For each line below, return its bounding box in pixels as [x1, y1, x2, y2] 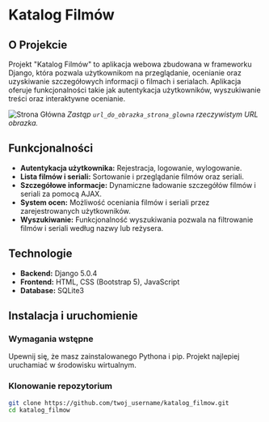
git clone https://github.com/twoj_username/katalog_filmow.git [8, 399, 229, 407]
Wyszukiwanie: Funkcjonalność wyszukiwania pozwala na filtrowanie [19, 215, 254, 224]
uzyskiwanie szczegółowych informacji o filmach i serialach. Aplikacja [8, 77, 242, 86]
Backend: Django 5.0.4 [19, 268, 98, 278]
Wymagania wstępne [8, 333, 94, 344]
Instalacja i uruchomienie [8, 309, 139, 323]
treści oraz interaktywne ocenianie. [8, 94, 126, 103]
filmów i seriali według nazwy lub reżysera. [19, 223, 164, 232]
